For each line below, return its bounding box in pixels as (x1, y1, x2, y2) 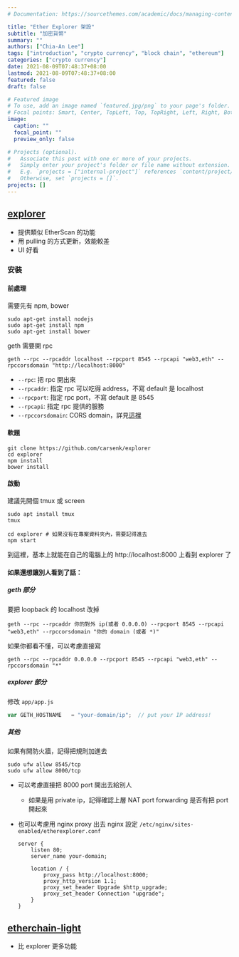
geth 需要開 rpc (7, 341, 53, 350)
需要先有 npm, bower (7, 301, 70, 310)
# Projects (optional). (7, 148, 78, 155)
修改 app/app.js (7, 697, 54, 705)
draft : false (7, 83, 46, 90)
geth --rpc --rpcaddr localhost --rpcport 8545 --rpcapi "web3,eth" (7, 356, 215, 363)
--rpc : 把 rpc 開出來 (17, 375, 76, 383)
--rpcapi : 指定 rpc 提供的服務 (17, 402, 105, 410)
